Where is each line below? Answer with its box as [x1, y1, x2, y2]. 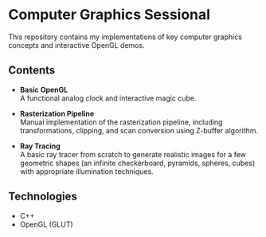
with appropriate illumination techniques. [19, 166, 154, 176]
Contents [8, 64, 56, 77]
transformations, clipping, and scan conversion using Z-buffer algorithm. [19, 125, 259, 135]
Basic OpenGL [19, 85, 68, 94]
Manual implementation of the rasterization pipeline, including [19, 117, 223, 127]
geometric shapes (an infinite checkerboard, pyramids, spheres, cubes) [19, 158, 256, 168]
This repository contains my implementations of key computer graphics [8, 32, 243, 41]
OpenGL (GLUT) [19, 219, 73, 229]
